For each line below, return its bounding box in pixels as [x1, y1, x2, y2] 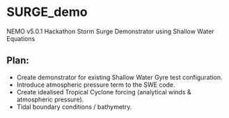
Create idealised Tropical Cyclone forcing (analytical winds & [16, 87, 192, 96]
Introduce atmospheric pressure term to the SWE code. [16, 81, 175, 89]
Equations [6, 34, 35, 42]
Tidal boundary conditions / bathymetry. [16, 102, 132, 111]
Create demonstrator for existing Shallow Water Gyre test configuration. [16, 73, 223, 81]
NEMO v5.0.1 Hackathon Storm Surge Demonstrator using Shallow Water [6, 27, 214, 35]
